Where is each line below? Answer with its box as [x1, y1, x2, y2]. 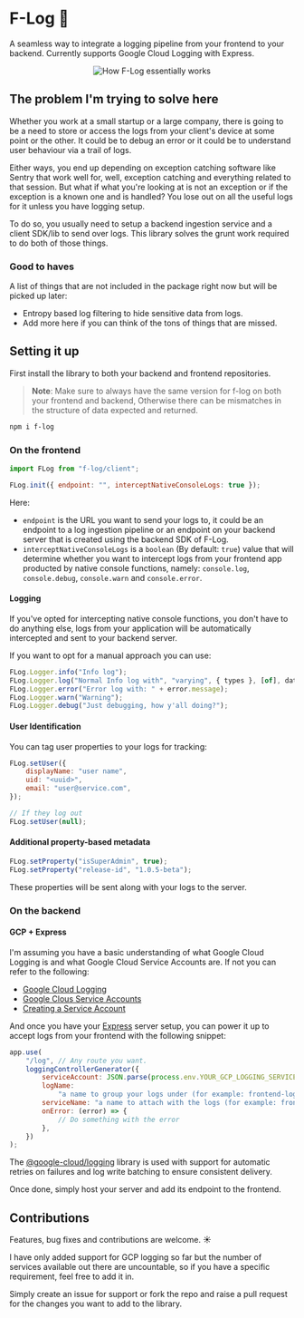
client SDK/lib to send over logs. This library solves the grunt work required [9, 228, 290, 238]
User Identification [9, 721, 81, 732]
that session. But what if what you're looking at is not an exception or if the [9, 181, 288, 192]
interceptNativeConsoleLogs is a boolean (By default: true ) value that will [22, 543, 294, 554]
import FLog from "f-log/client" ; [9, 464, 140, 474]
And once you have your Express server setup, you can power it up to [9, 1020, 270, 1032]
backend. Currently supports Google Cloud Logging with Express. [9, 47, 255, 58]
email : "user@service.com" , [25, 784, 131, 793]
